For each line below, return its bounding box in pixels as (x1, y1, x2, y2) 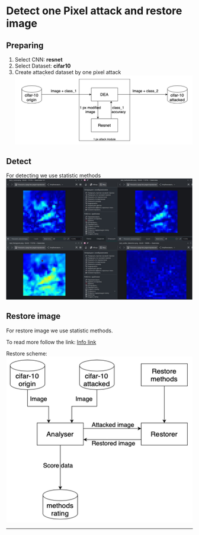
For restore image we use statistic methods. (6, 327, 113, 334)
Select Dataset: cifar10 (14, 62, 71, 69)
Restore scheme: (6, 350, 47, 357)
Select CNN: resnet (14, 56, 63, 63)
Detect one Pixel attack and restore (6, 4, 182, 18)
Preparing (6, 40, 44, 50)
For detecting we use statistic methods (6, 172, 101, 179)
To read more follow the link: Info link (6, 338, 97, 345)
